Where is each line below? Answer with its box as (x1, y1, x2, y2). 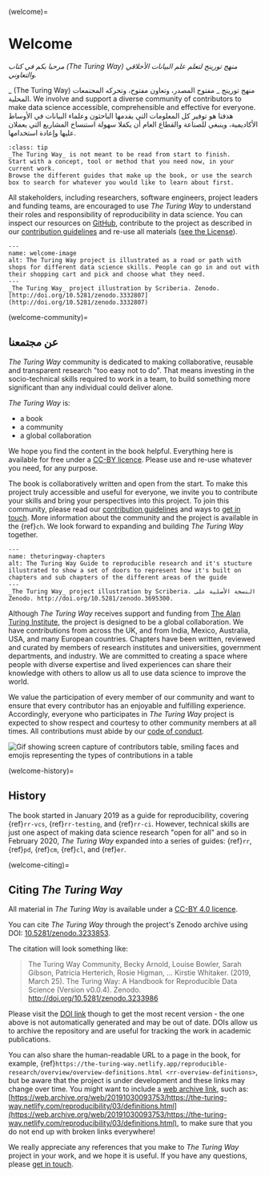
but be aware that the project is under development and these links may (8, 1076, 246, 1086)
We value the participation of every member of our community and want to (8, 692, 255, 702)
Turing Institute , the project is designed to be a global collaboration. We (8, 617, 244, 626)
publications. (8, 1034, 51, 1045)
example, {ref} (8, 1058, 56, 1069)
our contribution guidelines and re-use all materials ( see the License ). (8, 226, 238, 236)
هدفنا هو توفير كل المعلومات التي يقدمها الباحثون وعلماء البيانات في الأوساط (8, 111, 234, 120)
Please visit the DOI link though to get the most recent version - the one (8, 1009, 245, 1019)
